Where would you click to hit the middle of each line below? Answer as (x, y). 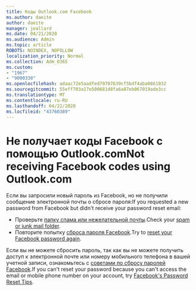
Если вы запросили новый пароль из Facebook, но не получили (87, 196)
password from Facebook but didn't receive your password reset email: (94, 208)
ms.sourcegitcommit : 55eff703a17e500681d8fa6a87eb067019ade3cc (86, 89)
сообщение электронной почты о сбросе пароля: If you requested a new (97, 202)
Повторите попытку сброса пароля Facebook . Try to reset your (94, 233)
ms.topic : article (29, 45)
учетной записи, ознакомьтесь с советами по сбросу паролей (86, 263)
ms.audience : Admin (30, 39)
